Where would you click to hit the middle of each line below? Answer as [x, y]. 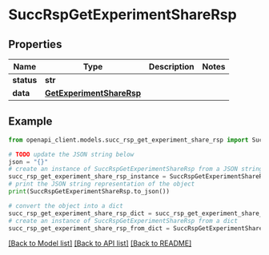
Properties [35, 44]
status [25, 80]
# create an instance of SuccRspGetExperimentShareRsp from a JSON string [136, 169]
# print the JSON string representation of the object [102, 184]
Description [171, 67]
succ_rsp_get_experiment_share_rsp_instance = [87, 177]
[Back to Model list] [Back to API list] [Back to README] [100, 243]
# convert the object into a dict [66, 205]
